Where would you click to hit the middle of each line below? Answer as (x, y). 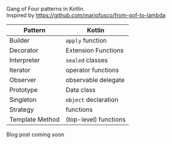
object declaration (92, 100)
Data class (81, 90)
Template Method (34, 119)
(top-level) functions (96, 119)
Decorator (24, 50)
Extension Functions (95, 50)
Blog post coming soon (35, 134)
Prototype (23, 90)
